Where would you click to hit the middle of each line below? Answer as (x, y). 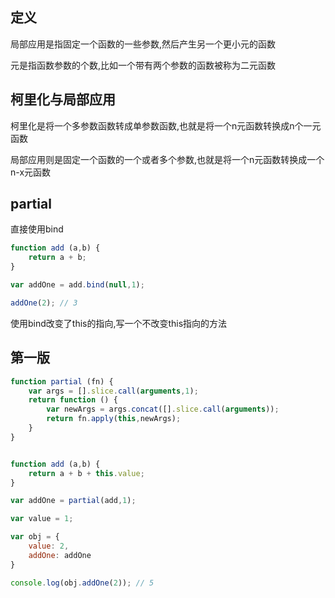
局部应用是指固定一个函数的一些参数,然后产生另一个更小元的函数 (143, 44)
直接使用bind (37, 229)
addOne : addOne (60, 555)
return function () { (73, 400)
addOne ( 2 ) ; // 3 (44, 303)
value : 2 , (49, 546)
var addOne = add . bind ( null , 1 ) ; (77, 285)
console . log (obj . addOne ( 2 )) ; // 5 (82, 583)
